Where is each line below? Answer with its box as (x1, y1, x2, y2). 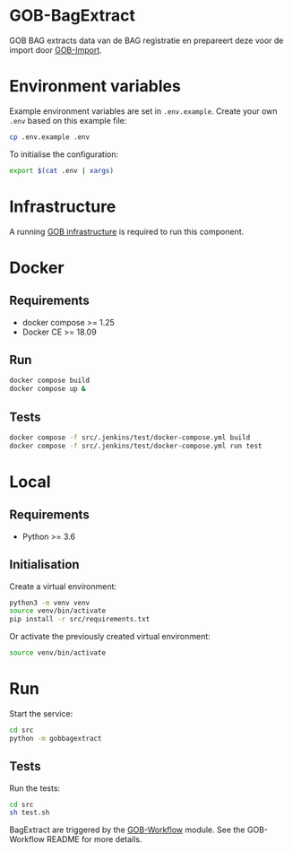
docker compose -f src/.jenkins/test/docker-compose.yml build (9, 432, 251, 442)
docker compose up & (9, 385, 87, 394)
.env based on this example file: (9, 115, 127, 126)
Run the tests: (9, 782, 61, 794)
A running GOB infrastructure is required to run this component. (9, 226, 245, 237)
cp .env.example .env (9, 132, 90, 142)
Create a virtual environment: (9, 580, 117, 592)
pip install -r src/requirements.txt (9, 615, 151, 624)
